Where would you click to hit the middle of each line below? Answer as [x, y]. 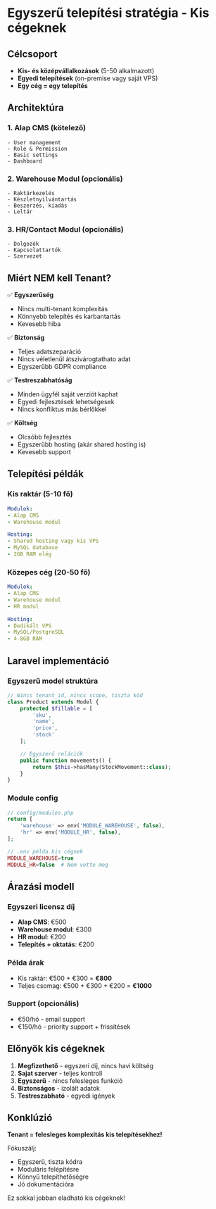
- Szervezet [25, 256]
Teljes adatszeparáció [49, 352]
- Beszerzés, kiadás [38, 206]
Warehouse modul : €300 [55, 929]
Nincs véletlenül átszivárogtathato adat [74, 359]
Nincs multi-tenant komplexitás [63, 309]
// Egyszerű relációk [51, 754]
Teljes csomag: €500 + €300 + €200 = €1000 [85, 985]
